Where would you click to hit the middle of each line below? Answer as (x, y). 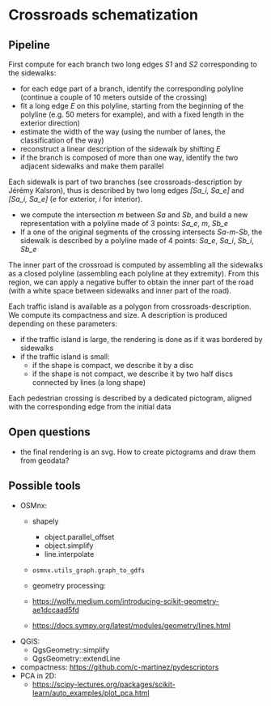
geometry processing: (69, 585)
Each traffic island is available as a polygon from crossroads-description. (130, 306)
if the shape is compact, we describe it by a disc (113, 365)
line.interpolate (69, 554)
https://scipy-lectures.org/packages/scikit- (104, 684)
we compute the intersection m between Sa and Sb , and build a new (134, 215)
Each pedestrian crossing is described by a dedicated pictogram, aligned (130, 398)
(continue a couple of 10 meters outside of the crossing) (114, 97)
